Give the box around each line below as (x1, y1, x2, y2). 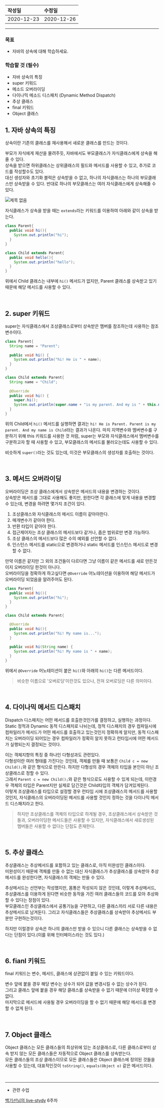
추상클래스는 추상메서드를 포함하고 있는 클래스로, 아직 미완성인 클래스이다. (5, 862, 146, 868)
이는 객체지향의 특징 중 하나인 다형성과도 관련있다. (5, 752, 101, 758)
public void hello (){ (9, 255, 54, 260)
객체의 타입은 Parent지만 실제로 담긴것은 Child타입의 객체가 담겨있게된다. (10, 782, 150, 788)
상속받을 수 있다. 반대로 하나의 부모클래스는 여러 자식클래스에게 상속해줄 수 (14, 181, 156, 187)
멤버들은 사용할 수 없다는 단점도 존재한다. (17, 823, 96, 829)
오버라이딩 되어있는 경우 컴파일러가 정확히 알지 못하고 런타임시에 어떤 (14, 735, 146, 741)
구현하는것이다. (14, 915, 43, 921)
